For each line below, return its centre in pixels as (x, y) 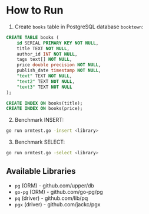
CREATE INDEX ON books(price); (44, 109)
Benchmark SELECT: (40, 142)
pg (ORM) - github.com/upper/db (54, 185)
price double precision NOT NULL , (59, 65)
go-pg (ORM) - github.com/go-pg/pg (59, 192)
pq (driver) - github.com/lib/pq (51, 198)
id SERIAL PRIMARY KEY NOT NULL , (58, 43)
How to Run (35, 10)
